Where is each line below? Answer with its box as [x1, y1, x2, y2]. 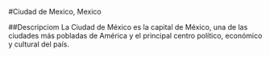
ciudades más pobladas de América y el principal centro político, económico [8, 31, 263, 40]
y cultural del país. [8, 39, 70, 49]
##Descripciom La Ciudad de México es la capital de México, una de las [8, 22, 248, 31]
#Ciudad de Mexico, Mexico [8, 7, 102, 16]
